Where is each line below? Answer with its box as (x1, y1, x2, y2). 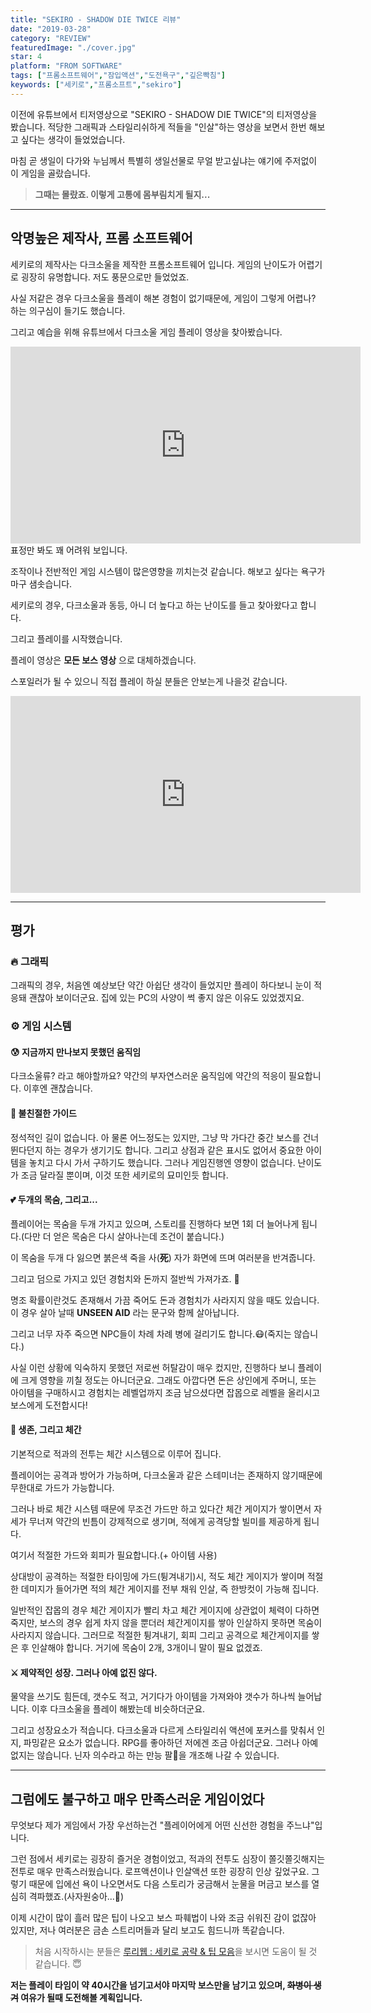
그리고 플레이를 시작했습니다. (10, 632, 123, 645)
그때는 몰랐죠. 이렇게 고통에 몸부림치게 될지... (34, 188, 211, 200)
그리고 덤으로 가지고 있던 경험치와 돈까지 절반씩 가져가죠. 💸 (10, 1272, 240, 1285)
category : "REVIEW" (10, 33, 92, 43)
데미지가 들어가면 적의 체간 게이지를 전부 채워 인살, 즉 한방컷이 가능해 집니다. (20, 1582, 320, 1595)
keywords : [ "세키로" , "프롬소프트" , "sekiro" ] (10, 80, 182, 90)
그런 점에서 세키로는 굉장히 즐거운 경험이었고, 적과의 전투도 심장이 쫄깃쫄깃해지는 (10, 1853, 326, 1865)
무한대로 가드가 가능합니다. (10, 1481, 115, 1493)
